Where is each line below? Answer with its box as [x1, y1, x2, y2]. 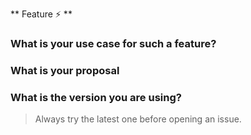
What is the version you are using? [10, 90, 182, 104]
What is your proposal [10, 63, 120, 77]
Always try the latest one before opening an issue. [34, 113, 242, 125]
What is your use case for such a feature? [10, 36, 217, 50]
